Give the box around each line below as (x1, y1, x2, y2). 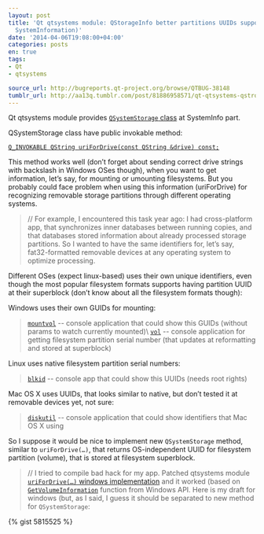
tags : (8, 56, 26, 64)
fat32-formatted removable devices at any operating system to (27, 248, 232, 257)
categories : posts (8, 41, 68, 49)
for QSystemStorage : (27, 502, 90, 511)
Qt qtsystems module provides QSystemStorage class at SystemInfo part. (8, 113, 241, 123)
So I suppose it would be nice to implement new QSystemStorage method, (8, 436, 244, 446)
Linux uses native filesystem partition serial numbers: (8, 359, 181, 368)
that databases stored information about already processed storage (27, 231, 247, 241)
